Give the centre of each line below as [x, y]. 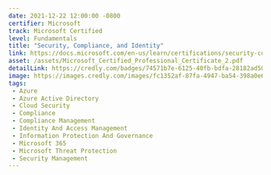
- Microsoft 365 [39, 143]
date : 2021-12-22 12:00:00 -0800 [65, 16]
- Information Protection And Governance [82, 135]
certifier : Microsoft [45, 23]
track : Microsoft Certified [56, 31]
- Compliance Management [53, 121]
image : [19, 76]
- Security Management [50, 158]
